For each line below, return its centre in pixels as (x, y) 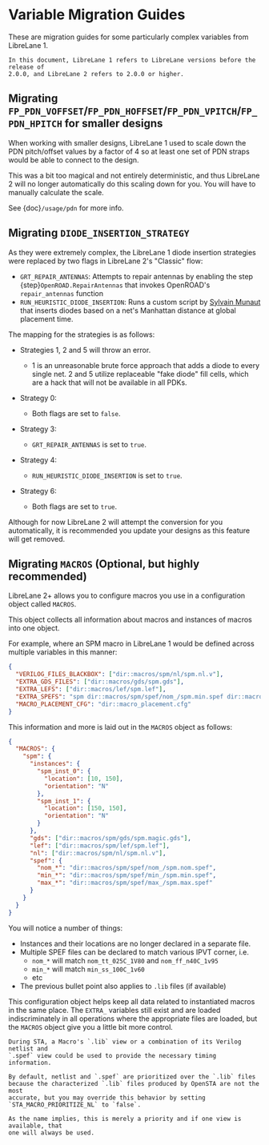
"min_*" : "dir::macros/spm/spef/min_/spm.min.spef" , (127, 875)
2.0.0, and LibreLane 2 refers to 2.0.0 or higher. (96, 74)
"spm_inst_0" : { (64, 771)
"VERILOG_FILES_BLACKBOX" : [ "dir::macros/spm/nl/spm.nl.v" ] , (120, 675)
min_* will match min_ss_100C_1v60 (88, 969)
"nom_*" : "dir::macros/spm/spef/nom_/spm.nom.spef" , (127, 868)
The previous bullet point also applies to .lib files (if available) (123, 986)
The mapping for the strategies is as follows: (82, 334)
